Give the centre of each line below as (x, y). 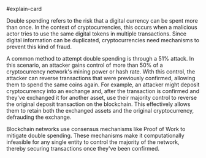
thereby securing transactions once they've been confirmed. (83, 149)
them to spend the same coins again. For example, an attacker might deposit (103, 85)
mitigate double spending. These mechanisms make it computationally (96, 135)
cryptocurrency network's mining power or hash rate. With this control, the (101, 72)
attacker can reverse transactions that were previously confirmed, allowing (101, 78)
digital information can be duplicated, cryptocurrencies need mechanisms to (103, 40)
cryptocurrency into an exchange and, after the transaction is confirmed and (103, 91)
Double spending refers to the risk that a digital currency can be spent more (102, 21)
